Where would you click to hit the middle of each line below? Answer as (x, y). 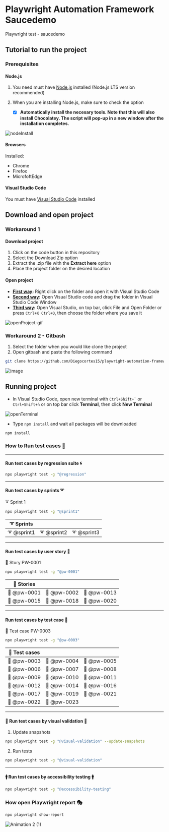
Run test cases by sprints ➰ (35, 491)
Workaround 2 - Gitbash (35, 335)
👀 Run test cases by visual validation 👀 (46, 721)
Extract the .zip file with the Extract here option (62, 263)
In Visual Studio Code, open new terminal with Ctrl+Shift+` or (77, 399)
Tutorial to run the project (46, 50)
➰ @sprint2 (54, 532)
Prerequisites (22, 64)
